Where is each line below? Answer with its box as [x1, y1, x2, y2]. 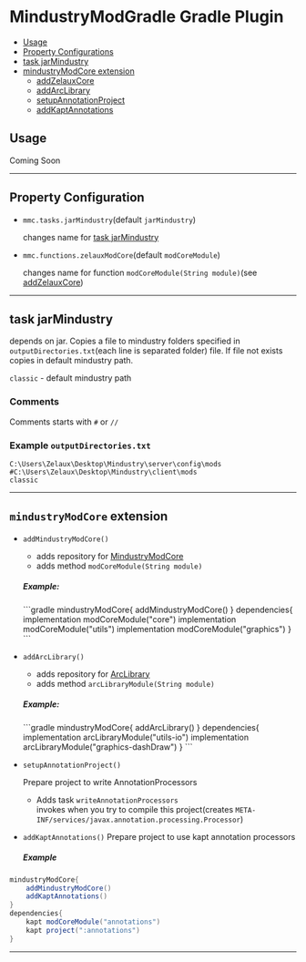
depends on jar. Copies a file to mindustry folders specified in [9, 335, 240, 347]
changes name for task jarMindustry [22, 231, 159, 242]
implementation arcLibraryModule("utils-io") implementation [22, 732, 250, 742]
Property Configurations [22, 46, 114, 56]
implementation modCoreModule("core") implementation [22, 613, 237, 625]
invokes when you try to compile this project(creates [36, 803, 234, 814]
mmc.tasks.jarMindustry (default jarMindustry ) [22, 214, 197, 225]
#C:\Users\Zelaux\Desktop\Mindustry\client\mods [9, 467, 198, 476]
